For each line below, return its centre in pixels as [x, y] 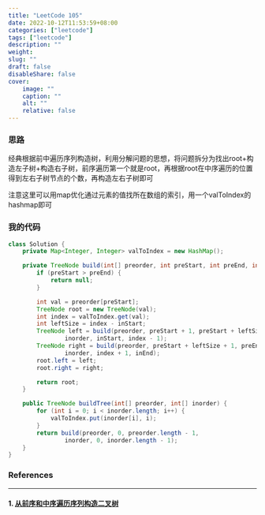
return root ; [58, 382]
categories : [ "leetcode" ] [50, 30]
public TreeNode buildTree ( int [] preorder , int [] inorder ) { [125, 404]
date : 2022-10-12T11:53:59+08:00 [63, 23]
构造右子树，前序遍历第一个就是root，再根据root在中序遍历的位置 [147, 168]
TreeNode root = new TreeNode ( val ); [97, 309]
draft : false [30, 67]
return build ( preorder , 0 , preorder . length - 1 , [118, 433]
